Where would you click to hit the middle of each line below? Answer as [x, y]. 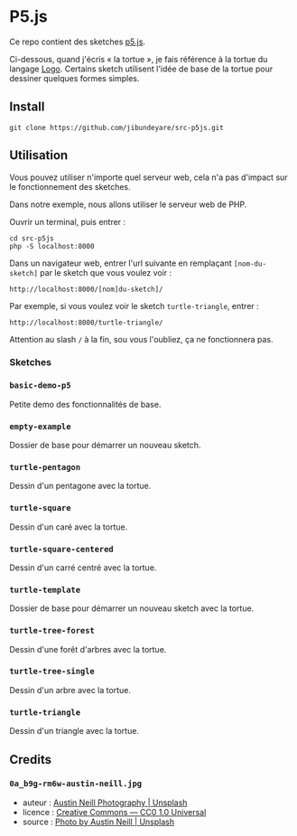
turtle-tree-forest [52, 631]
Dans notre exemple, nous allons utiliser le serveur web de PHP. [128, 204]
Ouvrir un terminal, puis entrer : [68, 221]
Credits [31, 760]
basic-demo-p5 [40, 385]
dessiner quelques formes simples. [74, 78]
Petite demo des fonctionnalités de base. [85, 404]
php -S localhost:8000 [52, 246]
